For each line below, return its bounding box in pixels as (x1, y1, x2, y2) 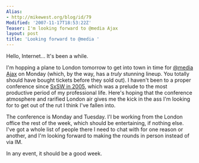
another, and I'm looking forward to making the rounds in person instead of (6, 132, 190, 139)
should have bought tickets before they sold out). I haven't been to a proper (6, 76, 191, 84)
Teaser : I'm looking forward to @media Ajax (6, 25, 118, 31)
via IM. (6, 139, 23, 145)
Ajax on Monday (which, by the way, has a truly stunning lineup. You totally (6, 71, 190, 77)
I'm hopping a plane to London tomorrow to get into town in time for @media (6, 64, 194, 71)
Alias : (6, 8, 23, 15)
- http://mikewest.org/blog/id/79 (6, 14, 92, 20)
